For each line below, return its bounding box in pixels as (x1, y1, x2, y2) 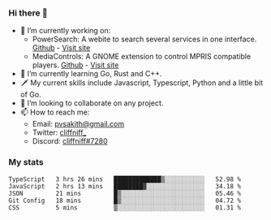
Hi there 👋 (8, 7, 49, 19)
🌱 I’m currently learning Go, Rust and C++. (19, 69, 162, 79)
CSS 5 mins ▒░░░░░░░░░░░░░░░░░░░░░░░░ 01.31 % (8, 203, 242, 212)
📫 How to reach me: (19, 107, 90, 117)
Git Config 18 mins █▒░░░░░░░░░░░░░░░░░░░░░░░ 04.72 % (8, 196, 242, 205)
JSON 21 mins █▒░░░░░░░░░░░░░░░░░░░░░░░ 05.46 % (8, 189, 242, 197)
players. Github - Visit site (32, 60, 119, 70)
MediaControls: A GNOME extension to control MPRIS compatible (32, 52, 252, 62)
